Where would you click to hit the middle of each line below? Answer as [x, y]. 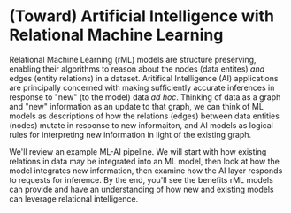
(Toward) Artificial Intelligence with [142, 16]
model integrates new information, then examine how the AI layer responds [146, 171]
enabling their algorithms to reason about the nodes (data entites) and [137, 69]
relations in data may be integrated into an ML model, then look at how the [145, 161]
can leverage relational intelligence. [74, 198]
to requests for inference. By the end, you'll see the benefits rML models [142, 179]
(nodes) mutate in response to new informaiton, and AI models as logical [142, 125]
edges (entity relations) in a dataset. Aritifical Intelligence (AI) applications [144, 78]
